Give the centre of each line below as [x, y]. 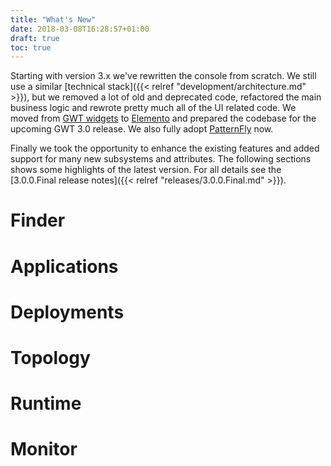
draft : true [35, 38]
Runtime [46, 403]
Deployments [67, 312]
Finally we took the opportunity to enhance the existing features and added [165, 148]
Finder [38, 220]
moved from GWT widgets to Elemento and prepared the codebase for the [163, 118]
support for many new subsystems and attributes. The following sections [161, 159]
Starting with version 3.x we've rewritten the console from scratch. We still [163, 76]
